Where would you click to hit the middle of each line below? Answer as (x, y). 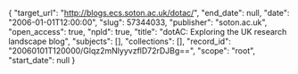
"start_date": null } (42, 60)
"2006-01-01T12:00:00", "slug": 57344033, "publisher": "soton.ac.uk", (138, 22)
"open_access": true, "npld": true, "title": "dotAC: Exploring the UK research (148, 32)
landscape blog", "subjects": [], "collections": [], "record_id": (120, 41)
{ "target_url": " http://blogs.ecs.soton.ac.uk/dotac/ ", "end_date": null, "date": (149, 13)
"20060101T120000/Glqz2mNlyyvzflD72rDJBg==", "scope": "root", (132, 51)
